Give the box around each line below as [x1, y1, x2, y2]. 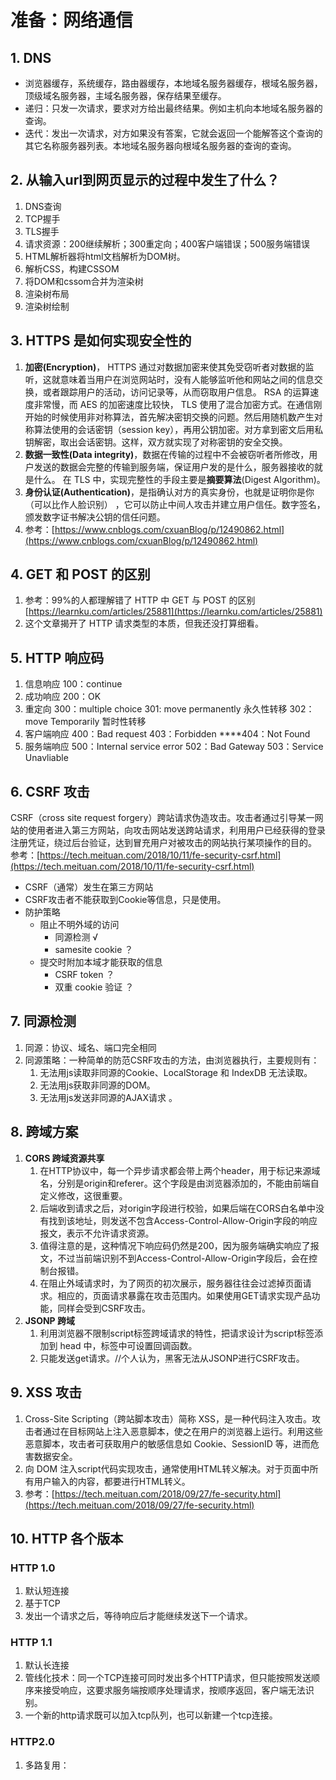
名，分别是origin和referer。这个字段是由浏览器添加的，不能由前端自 [39, 1177, 320, 1189]
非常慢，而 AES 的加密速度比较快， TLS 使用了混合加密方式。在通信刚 [33, 398, 323, 410]
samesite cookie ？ [54, 944, 134, 956]
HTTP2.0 [10, 1735, 55, 1749]
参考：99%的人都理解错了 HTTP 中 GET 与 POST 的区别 [24, 594, 256, 606]
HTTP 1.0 [10, 1561, 56, 1575]
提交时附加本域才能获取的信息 [39, 956, 163, 968]
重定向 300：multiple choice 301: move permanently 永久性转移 [24, 703, 288, 715]
